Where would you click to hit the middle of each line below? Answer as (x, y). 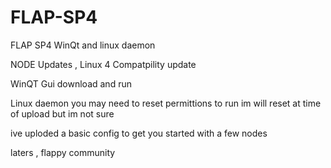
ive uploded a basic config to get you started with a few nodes (139, 133)
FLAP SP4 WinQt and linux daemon (83, 45)
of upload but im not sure (62, 113)
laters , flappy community (63, 152)
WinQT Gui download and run (71, 83)
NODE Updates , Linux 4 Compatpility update (103, 64)
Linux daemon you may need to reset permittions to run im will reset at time (166, 103)
